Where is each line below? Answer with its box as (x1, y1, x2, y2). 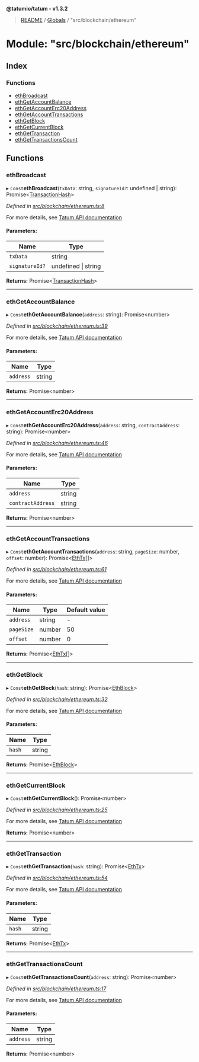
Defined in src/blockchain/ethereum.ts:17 (6, 985, 107, 992)
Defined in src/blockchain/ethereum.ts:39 (6, 322, 108, 330)
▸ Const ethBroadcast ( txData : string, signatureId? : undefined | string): (6, 184, 177, 191)
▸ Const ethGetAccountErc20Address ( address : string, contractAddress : (6, 421, 180, 428)
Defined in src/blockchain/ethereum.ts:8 (6, 202, 105, 209)
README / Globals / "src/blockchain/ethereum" (20, 17, 137, 23)
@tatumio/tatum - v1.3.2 (6, 5, 68, 12)
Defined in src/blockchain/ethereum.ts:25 (6, 806, 108, 814)
